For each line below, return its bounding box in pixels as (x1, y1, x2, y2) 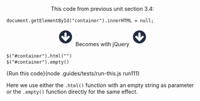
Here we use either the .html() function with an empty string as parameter (6, 82, 195, 89)
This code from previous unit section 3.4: (51, 5, 154, 12)
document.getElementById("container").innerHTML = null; (6, 18, 154, 24)
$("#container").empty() (6, 59, 70, 65)
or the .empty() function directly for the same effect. (6, 88, 138, 95)
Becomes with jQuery (75, 41, 130, 47)
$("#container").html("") (6, 53, 72, 59)
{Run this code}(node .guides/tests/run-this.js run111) (6, 70, 140, 77)
